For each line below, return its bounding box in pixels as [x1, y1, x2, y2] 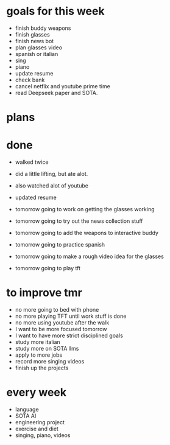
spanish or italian [15, 50, 58, 57]
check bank [15, 76, 45, 83]
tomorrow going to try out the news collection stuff [15, 217, 143, 225]
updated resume [15, 194, 57, 201]
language [15, 405, 39, 413]
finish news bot [15, 37, 54, 44]
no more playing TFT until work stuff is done [15, 312, 127, 320]
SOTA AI [15, 412, 37, 419]
